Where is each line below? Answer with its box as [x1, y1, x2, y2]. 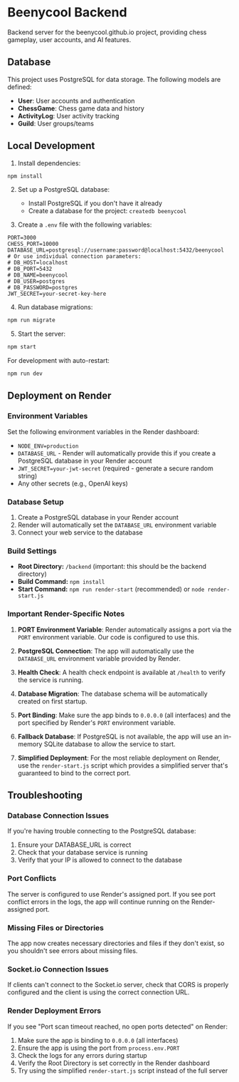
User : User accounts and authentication [17, 96, 135, 105]
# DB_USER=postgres [7, 278, 65, 285]
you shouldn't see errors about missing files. [7, 946, 138, 955]
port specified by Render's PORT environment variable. [17, 718, 176, 727]
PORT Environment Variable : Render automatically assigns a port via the [17, 625, 232, 634]
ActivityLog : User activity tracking [17, 111, 119, 120]
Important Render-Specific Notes [7, 609, 125, 619]
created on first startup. [17, 696, 87, 706]
